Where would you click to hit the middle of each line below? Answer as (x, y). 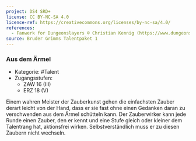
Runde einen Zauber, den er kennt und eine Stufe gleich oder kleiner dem (94, 121)
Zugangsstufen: (34, 78)
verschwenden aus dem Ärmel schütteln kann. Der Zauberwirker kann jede (96, 114)
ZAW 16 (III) (37, 84)
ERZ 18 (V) (36, 91)
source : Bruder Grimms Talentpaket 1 (52, 39)
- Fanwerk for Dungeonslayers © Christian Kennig (73, 33)
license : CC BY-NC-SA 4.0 (37, 17)
